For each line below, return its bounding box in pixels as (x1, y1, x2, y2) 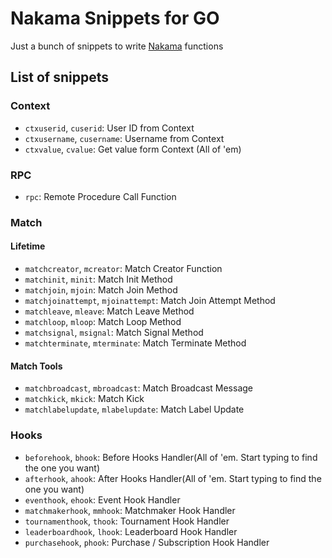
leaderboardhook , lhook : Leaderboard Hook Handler (24, 525, 238, 537)
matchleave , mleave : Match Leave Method (24, 305, 195, 317)
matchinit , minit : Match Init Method (24, 273, 173, 286)
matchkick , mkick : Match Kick (24, 393, 145, 405)
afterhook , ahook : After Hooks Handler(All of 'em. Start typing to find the (24, 472, 322, 484)
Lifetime (10, 240, 46, 252)
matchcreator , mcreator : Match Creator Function (24, 263, 223, 275)
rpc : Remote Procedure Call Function (24, 190, 177, 202)
